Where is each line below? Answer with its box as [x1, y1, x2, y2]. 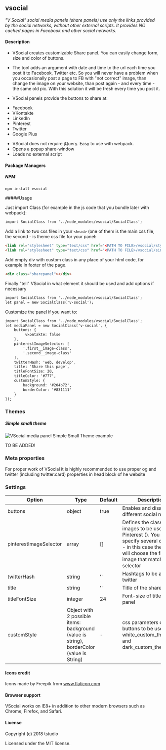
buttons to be [122, 625, 153, 632]
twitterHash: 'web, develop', [14, 360, 77, 365]
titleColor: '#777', [14, 374, 56, 378]
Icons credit [5, 669, 31, 676]
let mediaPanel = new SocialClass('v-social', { [5, 323, 107, 328]
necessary [5, 286, 27, 292]
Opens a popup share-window [12, 146, 75, 152]
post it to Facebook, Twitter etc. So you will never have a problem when [12, 70, 158, 76]
